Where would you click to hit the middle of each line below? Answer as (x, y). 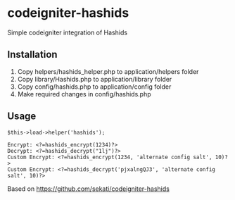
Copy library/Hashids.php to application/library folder (95, 79)
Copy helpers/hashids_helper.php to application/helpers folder (108, 71)
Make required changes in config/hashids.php (84, 94)
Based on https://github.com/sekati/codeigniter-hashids (89, 189)
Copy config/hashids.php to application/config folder (94, 87)
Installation (32, 55)
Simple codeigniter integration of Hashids (68, 32)
